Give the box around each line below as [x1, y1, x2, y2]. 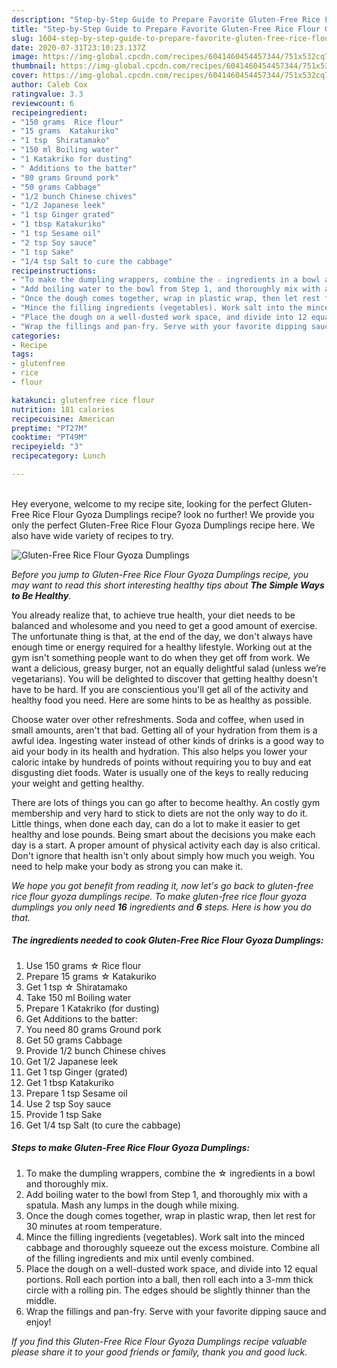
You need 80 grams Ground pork [25, 1023, 162, 1035]
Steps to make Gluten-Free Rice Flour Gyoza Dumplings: [11, 1142, 251, 1154]
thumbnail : [11, 61, 57, 71]
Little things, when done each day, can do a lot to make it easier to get [11, 817, 301, 830]
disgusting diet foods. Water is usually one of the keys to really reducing [11, 766, 309, 778]
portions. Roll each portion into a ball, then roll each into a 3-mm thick [25, 1273, 314, 1285]
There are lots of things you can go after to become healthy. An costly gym [11, 796, 321, 808]
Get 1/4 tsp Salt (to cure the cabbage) [25, 1119, 182, 1131]
